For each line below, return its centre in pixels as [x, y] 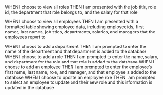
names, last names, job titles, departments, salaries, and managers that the [80, 32]
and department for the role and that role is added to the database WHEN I [80, 62]
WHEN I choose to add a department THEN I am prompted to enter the [76, 46]
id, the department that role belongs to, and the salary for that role [71, 12]
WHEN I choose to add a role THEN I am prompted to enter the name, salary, [82, 57]
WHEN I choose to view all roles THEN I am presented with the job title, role [81, 7]
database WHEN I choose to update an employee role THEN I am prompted [80, 77]
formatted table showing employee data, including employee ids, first [74, 27]
